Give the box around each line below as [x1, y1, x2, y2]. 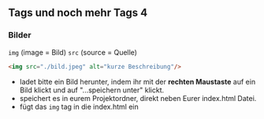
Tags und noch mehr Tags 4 [8, 6, 148, 20]
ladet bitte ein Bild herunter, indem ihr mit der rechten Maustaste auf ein [19, 77, 256, 86]
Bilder [8, 30, 32, 41]
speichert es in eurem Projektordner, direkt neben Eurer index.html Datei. [19, 93, 257, 103]
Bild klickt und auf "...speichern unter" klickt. [19, 85, 164, 95]
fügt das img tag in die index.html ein [19, 102, 139, 111]
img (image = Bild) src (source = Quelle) [8, 47, 138, 57]
